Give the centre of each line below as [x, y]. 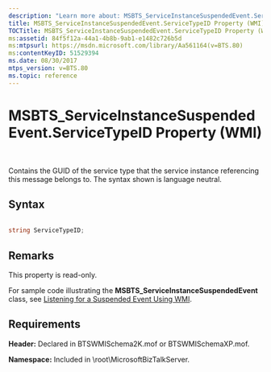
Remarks [31, 256]
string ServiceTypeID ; [46, 230]
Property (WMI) [209, 132]
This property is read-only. [53, 275]
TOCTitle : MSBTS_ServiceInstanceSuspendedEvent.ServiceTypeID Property [131, 31]
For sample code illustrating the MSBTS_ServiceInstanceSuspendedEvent [133, 290]
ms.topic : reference [43, 76]
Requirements [44, 324]
